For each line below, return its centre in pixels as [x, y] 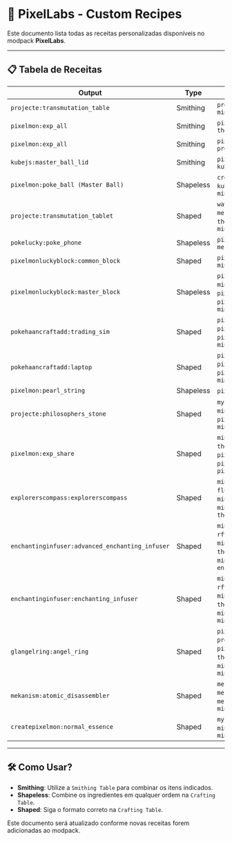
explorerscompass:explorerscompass [69, 498]
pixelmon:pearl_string [48, 390]
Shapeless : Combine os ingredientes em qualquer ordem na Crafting [116, 795]
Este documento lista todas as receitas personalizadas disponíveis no [106, 33]
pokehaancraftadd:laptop [51, 367]
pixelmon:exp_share [42, 453]
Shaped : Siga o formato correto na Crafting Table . [90, 809]
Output [90, 93]
